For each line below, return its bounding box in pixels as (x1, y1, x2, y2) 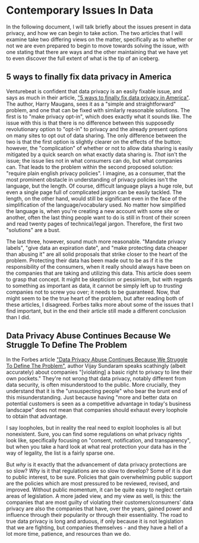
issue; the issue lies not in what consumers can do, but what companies (6, 157, 182, 164)
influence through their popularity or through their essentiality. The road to (6, 511, 188, 518)
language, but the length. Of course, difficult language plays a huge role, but (6, 182, 193, 189)
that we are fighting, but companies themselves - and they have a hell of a (6, 523, 188, 531)
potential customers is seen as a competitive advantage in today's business (6, 400, 191, 407)
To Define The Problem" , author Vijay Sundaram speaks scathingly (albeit (6, 362, 186, 369)
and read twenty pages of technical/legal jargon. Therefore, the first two (6, 220, 183, 227)
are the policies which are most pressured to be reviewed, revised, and (6, 480, 180, 487)
